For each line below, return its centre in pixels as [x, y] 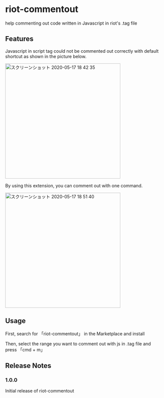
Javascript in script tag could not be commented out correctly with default [82, 51]
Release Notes [28, 366]
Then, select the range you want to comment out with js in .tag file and [78, 344]
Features [19, 39]
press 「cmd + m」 [25, 349]
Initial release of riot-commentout [40, 391]
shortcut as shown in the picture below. [46, 56]
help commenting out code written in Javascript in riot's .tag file [71, 23]
